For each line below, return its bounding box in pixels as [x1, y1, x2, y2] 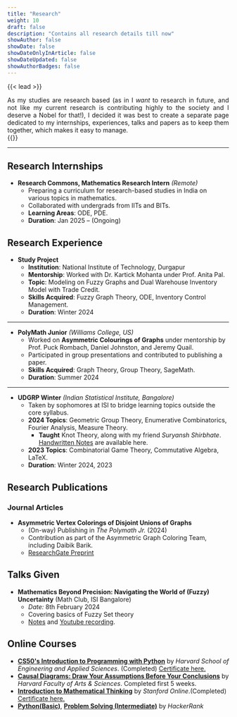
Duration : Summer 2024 [27, 373, 100, 381]
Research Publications [7, 481, 108, 494]
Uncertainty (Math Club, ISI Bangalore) [17, 595, 132, 603]
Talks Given [7, 569, 60, 581]
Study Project [17, 255, 59, 264]
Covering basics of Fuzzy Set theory [27, 610, 134, 618]
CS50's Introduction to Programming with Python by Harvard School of [17, 656, 230, 665]
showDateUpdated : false [7, 56, 77, 63]
